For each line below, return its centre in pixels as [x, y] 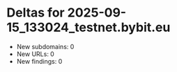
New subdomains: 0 [45, 46]
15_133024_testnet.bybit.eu [88, 27]
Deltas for [36, 13]
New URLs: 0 [36, 54]
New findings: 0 [39, 61]
